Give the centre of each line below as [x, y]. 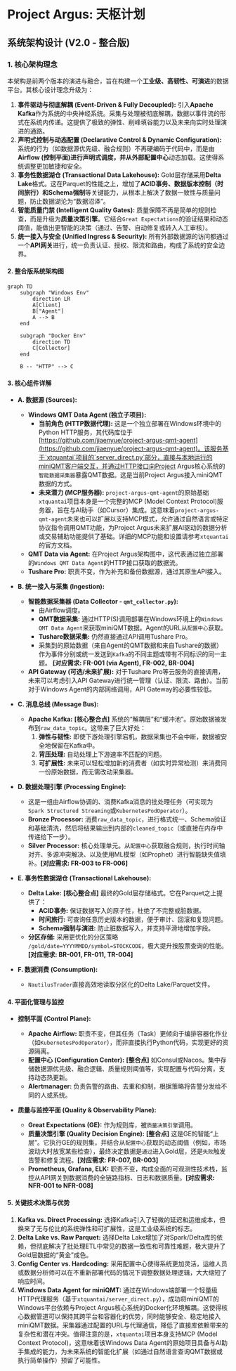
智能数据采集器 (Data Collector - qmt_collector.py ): [103, 602]
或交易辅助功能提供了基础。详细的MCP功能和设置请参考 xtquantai [133, 537]
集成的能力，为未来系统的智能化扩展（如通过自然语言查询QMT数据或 [123, 1351]
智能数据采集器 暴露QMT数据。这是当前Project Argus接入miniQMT [131, 475]
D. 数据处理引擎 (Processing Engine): [72, 787]
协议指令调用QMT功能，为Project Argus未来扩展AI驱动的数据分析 [133, 528]
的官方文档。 [57, 545]
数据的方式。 [57, 484]
